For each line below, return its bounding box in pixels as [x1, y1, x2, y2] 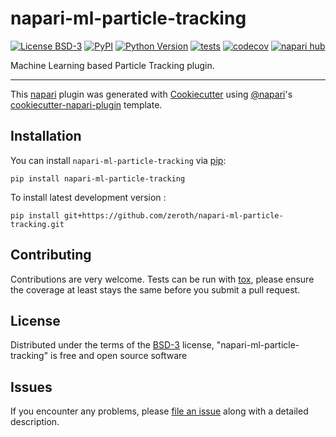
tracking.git [10, 219, 65, 229]
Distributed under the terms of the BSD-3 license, [10, 339, 215, 351]
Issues [10, 378, 53, 396]
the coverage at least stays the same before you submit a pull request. [10, 283, 301, 296]
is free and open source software [50, 350, 188, 362]
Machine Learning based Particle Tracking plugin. [10, 59, 215, 71]
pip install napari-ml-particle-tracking [10, 173, 186, 184]
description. [10, 416, 60, 428]
